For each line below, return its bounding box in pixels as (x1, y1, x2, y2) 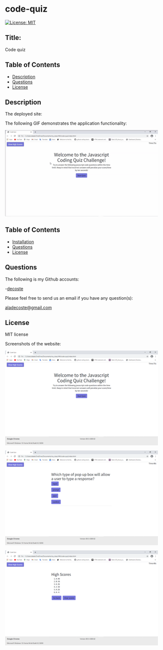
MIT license (5, 331, 29, 337)
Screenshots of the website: (5, 341, 62, 347)
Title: (5, 34, 21, 42)
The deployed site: (5, 111, 42, 117)
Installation (12, 239, 34, 245)
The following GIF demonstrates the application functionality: (5, 120, 127, 126)
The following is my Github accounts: (5, 276, 79, 282)
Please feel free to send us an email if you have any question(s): (5, 295, 133, 301)
